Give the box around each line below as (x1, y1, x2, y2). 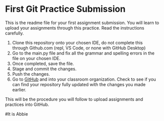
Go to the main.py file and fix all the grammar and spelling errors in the (12, 50, 155, 56)
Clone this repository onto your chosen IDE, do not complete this (12, 39, 143, 45)
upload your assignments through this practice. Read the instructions (5, 25, 144, 30)
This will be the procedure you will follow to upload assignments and (5, 96, 143, 102)
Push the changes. (12, 71, 50, 77)
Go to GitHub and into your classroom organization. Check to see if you (12, 76, 156, 82)
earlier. (12, 87, 26, 92)
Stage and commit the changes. (12, 65, 77, 72)
